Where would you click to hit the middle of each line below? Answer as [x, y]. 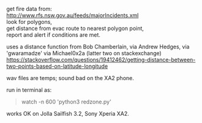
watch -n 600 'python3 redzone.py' [66, 102]
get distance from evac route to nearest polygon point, [75, 28]
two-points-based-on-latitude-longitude [57, 66]
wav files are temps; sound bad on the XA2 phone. [70, 78]
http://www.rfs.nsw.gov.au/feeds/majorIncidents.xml [73, 15]
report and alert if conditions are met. [54, 35]
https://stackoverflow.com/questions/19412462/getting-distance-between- [101, 60]
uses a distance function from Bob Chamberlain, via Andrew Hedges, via [98, 47]
